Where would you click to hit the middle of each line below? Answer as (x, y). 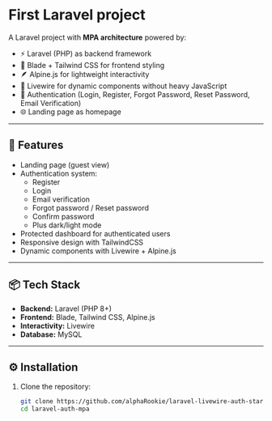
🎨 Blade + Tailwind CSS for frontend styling (92, 65)
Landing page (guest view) (65, 164)
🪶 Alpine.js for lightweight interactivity (85, 74)
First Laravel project (77, 15)
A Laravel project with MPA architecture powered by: (98, 37)
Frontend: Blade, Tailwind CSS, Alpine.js (87, 317)
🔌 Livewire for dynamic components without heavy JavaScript (123, 86)
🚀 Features (36, 145)
